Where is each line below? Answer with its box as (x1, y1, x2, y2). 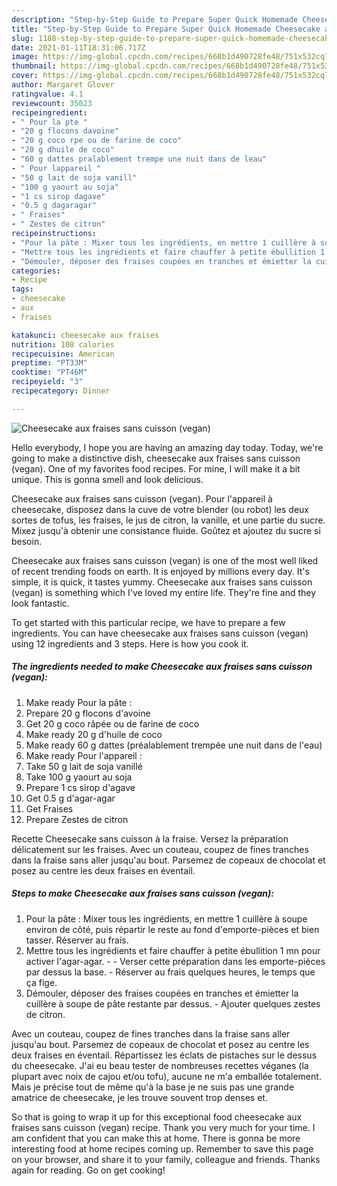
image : (11, 52, 39, 62)
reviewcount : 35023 (11, 98, 93, 108)
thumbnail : (11, 61, 57, 71)
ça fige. (25, 976, 58, 988)
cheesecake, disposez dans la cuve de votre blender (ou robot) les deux (11, 503, 310, 515)
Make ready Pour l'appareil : (25, 749, 143, 761)
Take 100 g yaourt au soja (25, 771, 133, 783)
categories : (11, 266, 61, 276)
